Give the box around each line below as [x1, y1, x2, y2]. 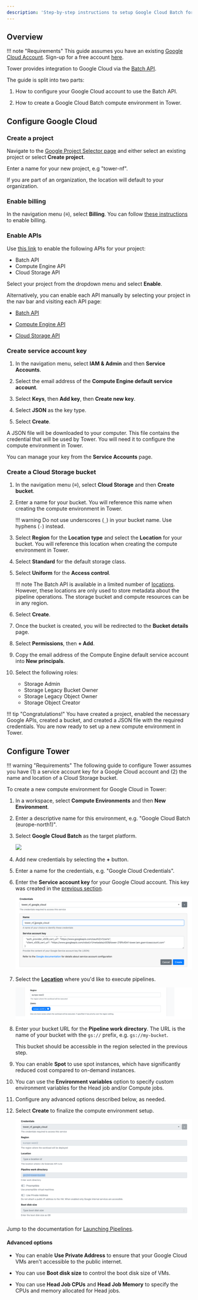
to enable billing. [6, 217, 47, 224]
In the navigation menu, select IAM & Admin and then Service [15, 360, 166, 367]
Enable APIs [6, 232, 42, 240]
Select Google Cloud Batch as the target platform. [15, 832, 137, 840]
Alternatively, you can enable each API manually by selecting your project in [6, 292, 190, 299]
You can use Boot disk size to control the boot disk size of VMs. [15, 1269, 171, 1276]
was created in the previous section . [15, 885, 103, 892]
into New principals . [15, 658, 65, 665]
